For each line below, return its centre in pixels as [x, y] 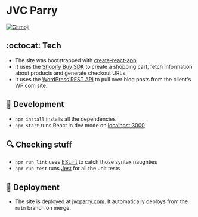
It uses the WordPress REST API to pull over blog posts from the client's [103, 79]
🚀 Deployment [33, 187]
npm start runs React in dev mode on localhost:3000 [80, 125]
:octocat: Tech [34, 46]
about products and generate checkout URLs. [71, 73]
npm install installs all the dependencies [65, 119]
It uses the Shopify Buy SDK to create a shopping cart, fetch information [103, 66]
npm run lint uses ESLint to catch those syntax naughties [86, 162]
